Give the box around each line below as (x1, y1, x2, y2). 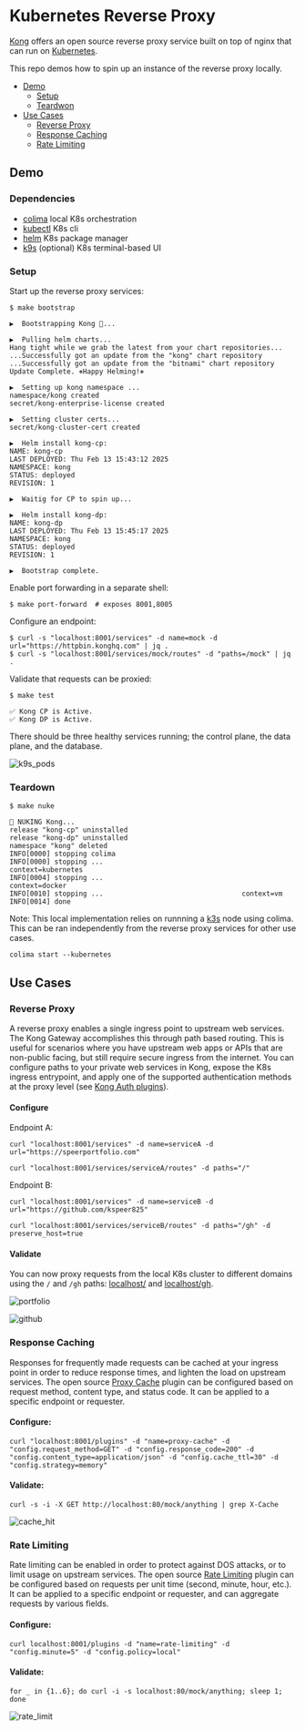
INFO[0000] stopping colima (9, 849, 117, 859)
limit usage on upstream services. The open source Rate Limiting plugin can (9, 1569, 294, 1581)
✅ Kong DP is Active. (9, 714, 94, 724)
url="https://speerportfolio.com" (9, 1148, 141, 1157)
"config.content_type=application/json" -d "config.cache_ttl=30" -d (9, 1452, 280, 1462)
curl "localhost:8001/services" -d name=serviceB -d (9, 1197, 214, 1207)
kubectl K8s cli (22, 222, 79, 233)
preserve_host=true (9, 1229, 84, 1239)
